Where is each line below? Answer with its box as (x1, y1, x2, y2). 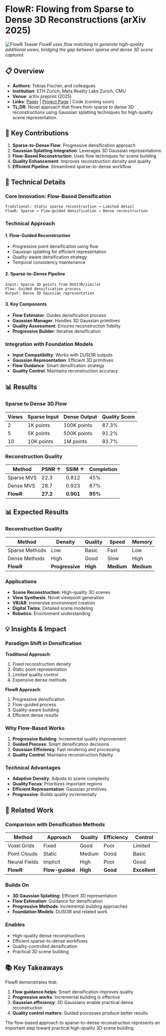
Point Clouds (7, 850, 38, 857)
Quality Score (101, 413, 135, 420)
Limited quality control (12, 671, 59, 677)
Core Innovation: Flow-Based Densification (5, 193, 112, 200)
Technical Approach (5, 220, 56, 227)
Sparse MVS (7, 474, 37, 481)
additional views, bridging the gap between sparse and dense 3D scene (5, 46, 153, 52)
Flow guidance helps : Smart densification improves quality (12, 989, 134, 995)
